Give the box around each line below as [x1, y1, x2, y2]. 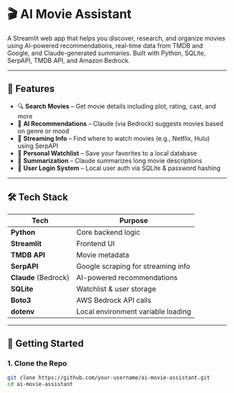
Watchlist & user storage [76, 284, 157, 293]
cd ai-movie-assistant [7, 381, 73, 388]
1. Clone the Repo [7, 358, 68, 368]
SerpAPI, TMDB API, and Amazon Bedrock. [7, 56, 130, 64]
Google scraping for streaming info [76, 261, 191, 271]
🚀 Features [7, 83, 55, 95]
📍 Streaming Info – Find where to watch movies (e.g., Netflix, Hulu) [17, 134, 210, 142]
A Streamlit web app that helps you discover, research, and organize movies [7, 33, 226, 43]
